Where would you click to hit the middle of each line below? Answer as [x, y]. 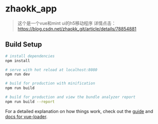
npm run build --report [30, 101]
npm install [18, 60]
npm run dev [18, 74]
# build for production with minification [50, 83]
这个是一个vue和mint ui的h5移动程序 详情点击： [67, 23]
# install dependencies [30, 56]
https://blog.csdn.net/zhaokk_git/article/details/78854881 [77, 28]
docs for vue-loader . [26, 116]
